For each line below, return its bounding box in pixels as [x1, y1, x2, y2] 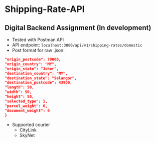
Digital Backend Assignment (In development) [5, 23, 151, 32]
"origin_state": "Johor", [5, 66, 59, 71]
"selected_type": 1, [5, 98, 48, 103]
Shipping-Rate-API [5, 3, 85, 15]
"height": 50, [5, 94, 35, 99]
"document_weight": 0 [5, 108, 50, 113]
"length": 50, [5, 85, 35, 90]
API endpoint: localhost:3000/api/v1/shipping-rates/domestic [12, 42, 142, 48]
